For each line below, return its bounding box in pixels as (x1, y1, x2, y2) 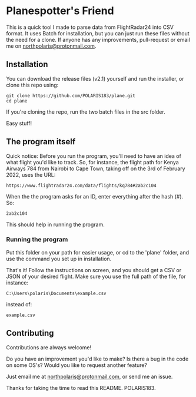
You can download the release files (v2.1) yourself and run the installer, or (6, 75, 184, 82)
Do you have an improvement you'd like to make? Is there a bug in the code (6, 355, 189, 362)
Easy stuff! (6, 120, 32, 127)
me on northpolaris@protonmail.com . (6, 42, 97, 49)
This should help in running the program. (6, 221, 105, 228)
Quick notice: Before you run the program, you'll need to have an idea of (6, 152, 181, 160)
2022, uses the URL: (6, 171, 56, 178)
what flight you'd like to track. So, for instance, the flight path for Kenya (6, 158, 180, 166)
